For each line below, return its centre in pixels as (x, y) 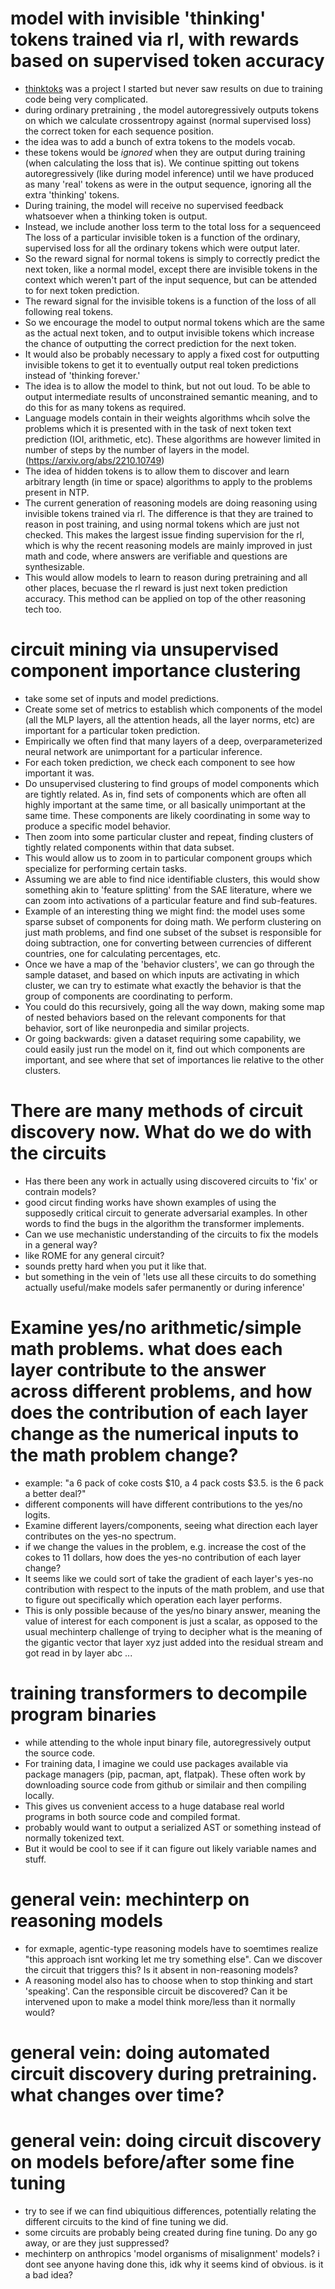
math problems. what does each (146, 1349)
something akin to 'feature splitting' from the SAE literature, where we (168, 889)
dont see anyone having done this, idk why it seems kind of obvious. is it (174, 2264)
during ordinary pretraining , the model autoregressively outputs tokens (172, 109)
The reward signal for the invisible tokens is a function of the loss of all (170, 301)
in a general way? (61, 1244)
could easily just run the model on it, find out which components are (165, 1049)
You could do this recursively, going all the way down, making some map (174, 1006)
